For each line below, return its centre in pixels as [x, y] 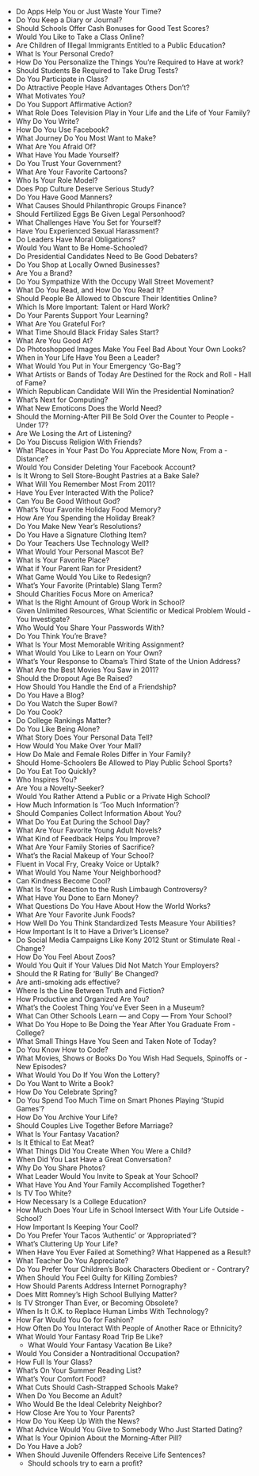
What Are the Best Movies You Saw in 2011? [87, 670]
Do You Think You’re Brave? [61, 636]
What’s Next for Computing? [62, 400]
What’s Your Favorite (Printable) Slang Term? [89, 585]
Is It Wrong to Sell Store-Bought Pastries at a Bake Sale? [107, 475]
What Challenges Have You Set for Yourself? [88, 222]
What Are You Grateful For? [60, 324]
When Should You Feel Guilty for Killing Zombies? [97, 1277]
